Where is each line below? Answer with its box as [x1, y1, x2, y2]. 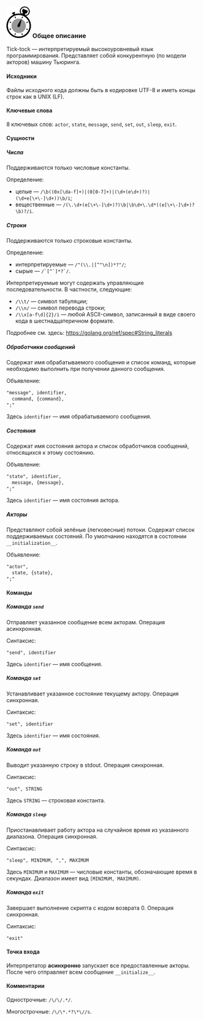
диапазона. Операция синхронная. [6, 832, 98, 840]
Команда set [6, 675, 41, 682]
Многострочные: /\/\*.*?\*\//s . [6, 1007, 92, 1015]
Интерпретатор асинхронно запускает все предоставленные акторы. [6, 961, 190, 969]
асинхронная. [6, 625, 43, 632]
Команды [6, 589, 33, 596]
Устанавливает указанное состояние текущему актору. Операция [6, 690, 179, 697]
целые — [15, 188, 39, 195]
